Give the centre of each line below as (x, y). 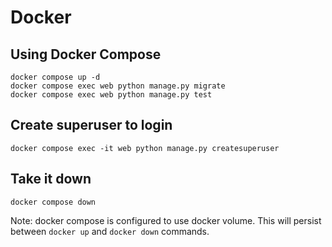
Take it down (51, 179)
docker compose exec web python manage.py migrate (118, 86)
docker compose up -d (55, 77)
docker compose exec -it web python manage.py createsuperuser (145, 148)
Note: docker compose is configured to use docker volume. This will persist (166, 220)
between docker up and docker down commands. (110, 231)
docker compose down (53, 202)
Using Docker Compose (86, 54)
